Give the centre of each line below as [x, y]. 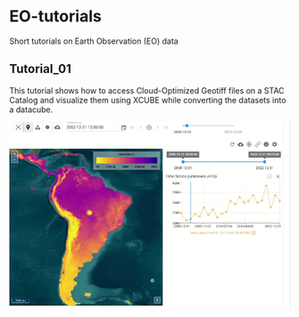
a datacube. [31, 110]
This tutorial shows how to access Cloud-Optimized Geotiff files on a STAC [147, 90]
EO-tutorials [56, 16]
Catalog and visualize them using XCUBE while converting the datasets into [148, 100]
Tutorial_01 [40, 69]
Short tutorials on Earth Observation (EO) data [94, 41]
